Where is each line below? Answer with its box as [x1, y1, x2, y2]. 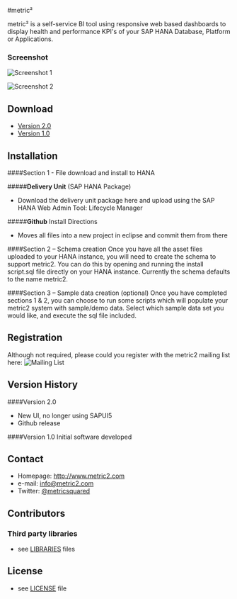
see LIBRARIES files [17, 545, 76, 554]
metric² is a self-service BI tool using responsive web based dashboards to [7, 20, 226, 28]
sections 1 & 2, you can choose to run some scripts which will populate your [7, 296, 229, 304]
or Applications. [7, 35, 54, 43]
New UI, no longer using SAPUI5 [17, 411, 112, 420]
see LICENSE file [17, 584, 67, 593]
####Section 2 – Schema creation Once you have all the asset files [7, 245, 203, 253]
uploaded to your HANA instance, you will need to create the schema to [7, 252, 216, 261]
